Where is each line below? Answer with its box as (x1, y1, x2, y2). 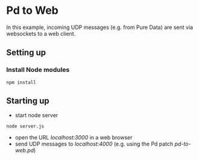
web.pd (14, 147, 34, 154)
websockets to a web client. (6, 30, 76, 37)
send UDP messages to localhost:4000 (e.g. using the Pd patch (14, 140, 174, 148)
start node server (14, 112, 58, 119)
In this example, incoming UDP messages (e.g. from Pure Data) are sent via (6, 24, 194, 31)
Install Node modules (6, 66, 70, 74)
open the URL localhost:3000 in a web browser (14, 134, 133, 141)
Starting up (6, 96, 49, 106)
